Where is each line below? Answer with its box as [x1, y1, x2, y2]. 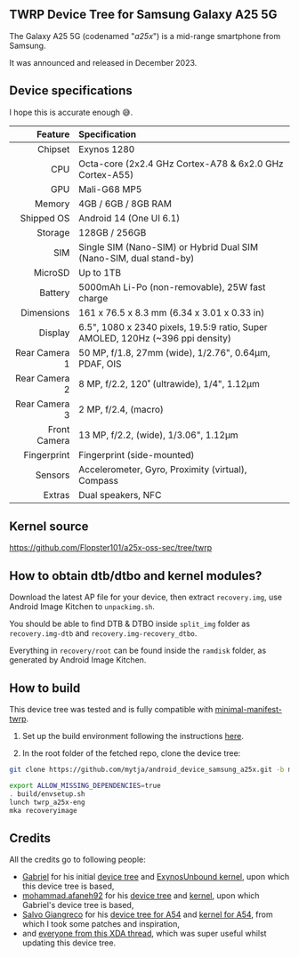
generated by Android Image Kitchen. [9, 655, 147, 665]
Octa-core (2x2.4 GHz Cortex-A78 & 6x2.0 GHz [78, 157, 284, 170]
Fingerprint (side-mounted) [78, 448, 195, 461]
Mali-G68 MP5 [78, 182, 142, 195]
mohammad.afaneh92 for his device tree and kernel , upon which [21, 890, 260, 901]
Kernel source [9, 519, 89, 535]
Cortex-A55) [78, 168, 134, 181]
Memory [34, 197, 70, 210]
